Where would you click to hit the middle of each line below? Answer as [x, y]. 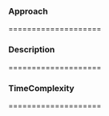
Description [32, 50]
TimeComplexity [41, 88]
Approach [28, 11]
